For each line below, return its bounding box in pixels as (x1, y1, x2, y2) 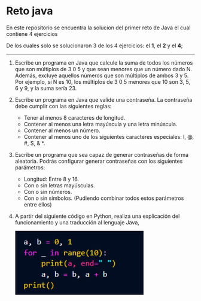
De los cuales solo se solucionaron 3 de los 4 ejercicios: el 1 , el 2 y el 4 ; (6, 42, 183, 49)
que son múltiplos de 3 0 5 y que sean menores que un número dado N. (14, 65, 193, 72)
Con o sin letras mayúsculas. (23, 181, 95, 189)
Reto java (6, 4, 53, 18)
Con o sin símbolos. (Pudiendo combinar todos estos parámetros (23, 194, 184, 202)
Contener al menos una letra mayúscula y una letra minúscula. (23, 120, 178, 127)
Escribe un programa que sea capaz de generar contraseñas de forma (14, 151, 189, 158)
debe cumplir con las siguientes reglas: (14, 102, 112, 110)
